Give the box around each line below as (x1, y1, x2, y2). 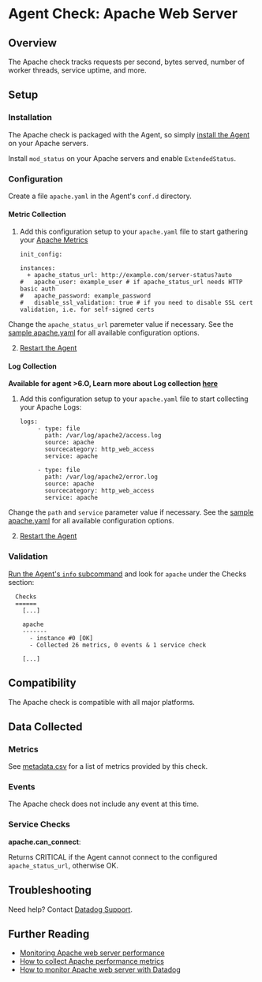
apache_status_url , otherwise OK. (8, 860, 118, 870)
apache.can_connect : (8, 837, 81, 846)
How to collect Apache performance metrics (19, 957, 164, 966)
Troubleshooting (8, 883, 92, 897)
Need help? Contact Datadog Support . (8, 905, 133, 914)
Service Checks (8, 819, 71, 830)
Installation (8, 112, 53, 123)
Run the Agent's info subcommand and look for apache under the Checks (8, 569, 247, 579)
